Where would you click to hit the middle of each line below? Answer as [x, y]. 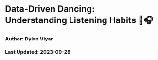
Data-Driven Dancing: [50, 9]
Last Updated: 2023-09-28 [38, 52]
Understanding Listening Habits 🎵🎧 [79, 20]
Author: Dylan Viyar [29, 39]
